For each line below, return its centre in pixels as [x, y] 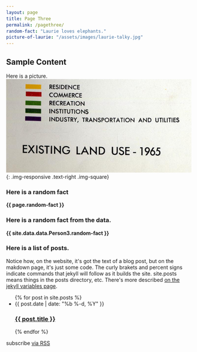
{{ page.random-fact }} [35, 205]
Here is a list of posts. [38, 248]
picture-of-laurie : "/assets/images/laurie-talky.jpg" [75, 37]
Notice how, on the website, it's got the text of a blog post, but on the [90, 261]
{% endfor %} [31, 332]
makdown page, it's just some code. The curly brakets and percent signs [94, 267]
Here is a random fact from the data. [59, 220]
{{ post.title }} [35, 319]
